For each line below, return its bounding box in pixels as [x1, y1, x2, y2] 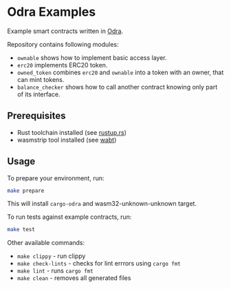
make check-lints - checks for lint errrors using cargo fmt [16, 259, 181, 268]
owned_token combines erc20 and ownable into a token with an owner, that [16, 68, 224, 76]
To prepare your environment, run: [7, 173, 104, 182]
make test [7, 226, 36, 233]
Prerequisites [7, 110, 66, 122]
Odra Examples [7, 4, 96, 20]
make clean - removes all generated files [16, 274, 131, 282]
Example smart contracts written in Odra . [7, 27, 124, 35]
